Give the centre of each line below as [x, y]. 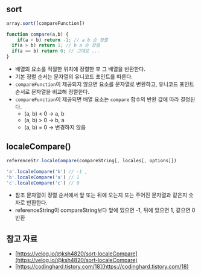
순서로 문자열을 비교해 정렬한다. [52, 92]
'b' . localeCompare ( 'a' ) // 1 [43, 177]
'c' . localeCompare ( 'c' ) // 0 [43, 183]
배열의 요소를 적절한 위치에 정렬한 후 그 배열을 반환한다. [80, 69]
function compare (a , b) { [37, 34]
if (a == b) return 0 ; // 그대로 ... [56, 51]
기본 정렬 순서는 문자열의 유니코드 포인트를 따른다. [74, 77]
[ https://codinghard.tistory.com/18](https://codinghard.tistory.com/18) [102, 267]
